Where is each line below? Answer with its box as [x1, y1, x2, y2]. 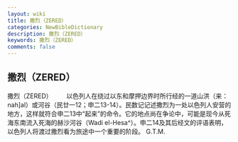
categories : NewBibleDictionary [7, 23, 103, 31]
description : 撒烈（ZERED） [7, 30, 87, 38]
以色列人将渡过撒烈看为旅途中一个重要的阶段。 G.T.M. [7, 127, 166, 136]
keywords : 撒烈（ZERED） [7, 37, 77, 44]
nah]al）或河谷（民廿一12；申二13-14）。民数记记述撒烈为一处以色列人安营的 [7, 100, 232, 109]
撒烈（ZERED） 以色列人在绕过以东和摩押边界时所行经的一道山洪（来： [7, 92, 229, 100]
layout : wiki [7, 10, 46, 18]
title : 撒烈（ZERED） [7, 17, 67, 24]
